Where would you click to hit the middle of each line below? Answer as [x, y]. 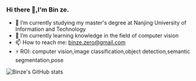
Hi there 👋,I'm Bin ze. [38, 10]
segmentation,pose [39, 60]
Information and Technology [50, 29]
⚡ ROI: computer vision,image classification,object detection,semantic [103, 51]
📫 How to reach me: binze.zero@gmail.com [70, 42]
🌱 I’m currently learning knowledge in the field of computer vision [97, 36]
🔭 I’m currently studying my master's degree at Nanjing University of [101, 23]
